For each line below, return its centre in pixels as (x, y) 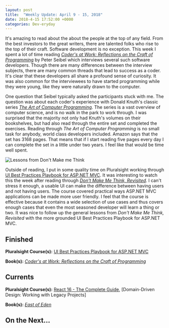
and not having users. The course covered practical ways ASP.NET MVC (81, 191)
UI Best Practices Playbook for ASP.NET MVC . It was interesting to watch (81, 175)
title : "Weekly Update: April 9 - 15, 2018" (54, 15)
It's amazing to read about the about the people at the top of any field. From (84, 38)
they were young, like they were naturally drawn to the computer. (73, 87)
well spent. (17, 150)
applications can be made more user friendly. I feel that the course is (77, 197)
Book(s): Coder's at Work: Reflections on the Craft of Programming (76, 261)
